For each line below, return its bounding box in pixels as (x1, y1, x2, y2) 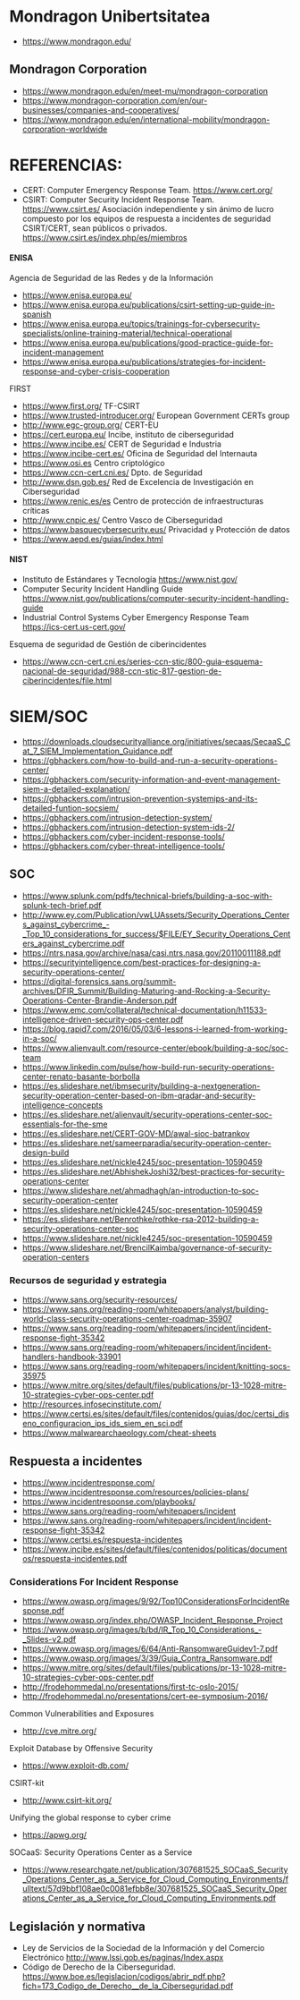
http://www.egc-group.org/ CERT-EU (21, 419, 159, 430)
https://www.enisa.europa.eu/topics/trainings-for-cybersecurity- (21, 318, 261, 328)
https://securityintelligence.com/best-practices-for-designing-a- (21, 957, 262, 967)
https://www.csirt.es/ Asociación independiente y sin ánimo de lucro (21, 203, 274, 214)
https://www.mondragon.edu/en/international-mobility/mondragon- (21, 114, 271, 124)
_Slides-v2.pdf (21, 1634, 77, 1645)
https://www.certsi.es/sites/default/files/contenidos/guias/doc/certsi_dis (21, 1409, 290, 1419)
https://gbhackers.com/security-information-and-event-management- (21, 774, 281, 785)
